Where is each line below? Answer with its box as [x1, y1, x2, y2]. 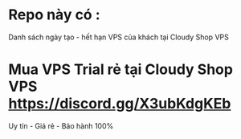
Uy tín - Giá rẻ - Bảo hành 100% [8, 121, 114, 130]
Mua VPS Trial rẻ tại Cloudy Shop [8, 60, 233, 79]
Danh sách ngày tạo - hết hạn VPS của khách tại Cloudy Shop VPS [8, 32, 229, 42]
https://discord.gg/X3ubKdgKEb [8, 95, 231, 113]
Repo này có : [8, 6, 100, 24]
